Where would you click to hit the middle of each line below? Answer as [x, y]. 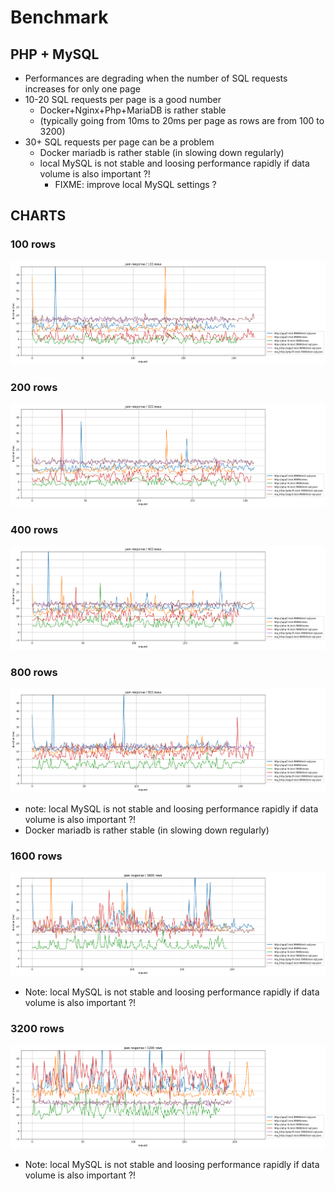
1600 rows [36, 856]
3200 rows [37, 1028]
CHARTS [38, 216]
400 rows [34, 529]
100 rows [33, 244]
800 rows [34, 673]
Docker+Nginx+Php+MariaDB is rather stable [133, 110]
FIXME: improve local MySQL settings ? [135, 184]
